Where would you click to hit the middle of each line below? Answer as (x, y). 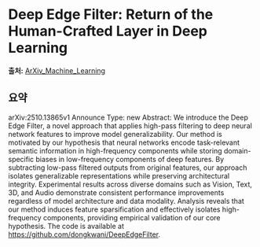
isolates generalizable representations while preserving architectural (119, 175)
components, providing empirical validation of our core (132, 217)
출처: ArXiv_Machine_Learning (57, 70)
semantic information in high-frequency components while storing (115, 150)
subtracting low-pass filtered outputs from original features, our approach (128, 168)
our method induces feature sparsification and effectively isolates (114, 209)
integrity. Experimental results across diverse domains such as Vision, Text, (130, 184)
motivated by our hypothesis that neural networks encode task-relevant (124, 142)
